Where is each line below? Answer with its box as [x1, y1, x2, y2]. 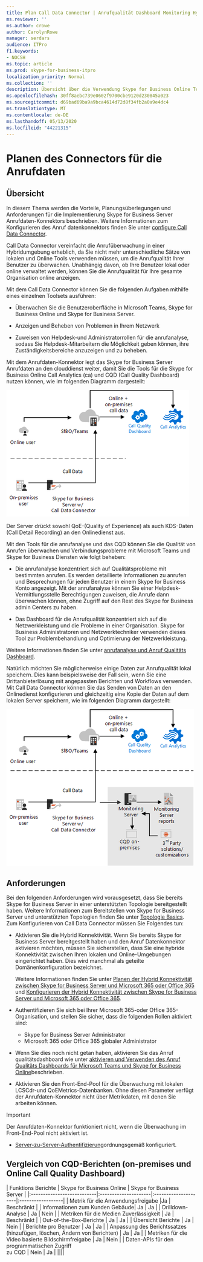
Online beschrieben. [14, 1069, 65, 1076]
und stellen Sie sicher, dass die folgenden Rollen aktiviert [50, 1013, 192, 1020]
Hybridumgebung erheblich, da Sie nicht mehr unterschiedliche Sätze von [6, 248, 190, 256]
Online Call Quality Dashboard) [6, 1168, 126, 1178]
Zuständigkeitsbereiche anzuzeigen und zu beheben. [14, 347, 148, 354]
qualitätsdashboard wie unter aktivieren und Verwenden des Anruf [14, 1056, 181, 1063]
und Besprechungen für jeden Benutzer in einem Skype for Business [14, 578, 186, 586]
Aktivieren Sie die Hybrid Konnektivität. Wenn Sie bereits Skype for [14, 931, 182, 939]
